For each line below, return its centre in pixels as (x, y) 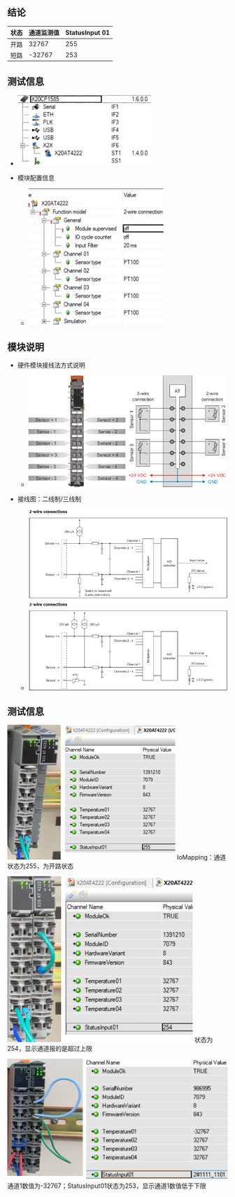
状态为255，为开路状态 (41, 866)
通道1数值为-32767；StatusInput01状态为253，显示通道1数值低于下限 (107, 1186)
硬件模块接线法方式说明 (51, 365)
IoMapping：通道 (201, 857)
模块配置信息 (36, 178)
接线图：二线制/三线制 (49, 499)
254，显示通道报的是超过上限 (50, 1049)
